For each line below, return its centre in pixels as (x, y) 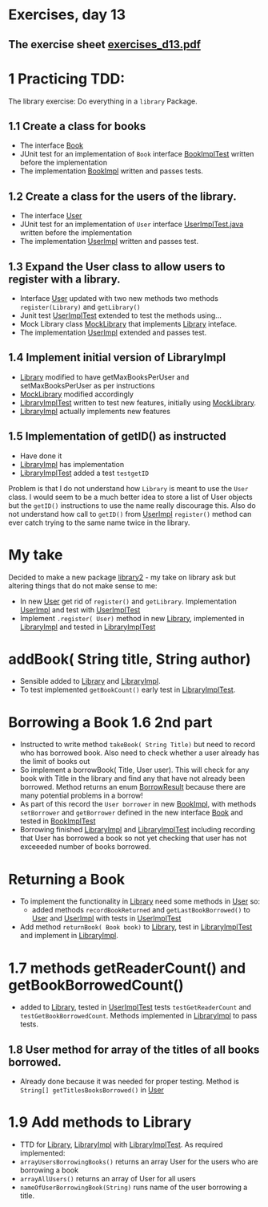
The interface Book (52, 145)
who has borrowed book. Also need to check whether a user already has (140, 753)
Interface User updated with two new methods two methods (119, 298)
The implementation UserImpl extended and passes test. (113, 332)
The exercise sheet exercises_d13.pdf (105, 45)
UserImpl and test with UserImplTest (80, 610)
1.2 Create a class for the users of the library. (123, 196)
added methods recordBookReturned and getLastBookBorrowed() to (141, 910)
